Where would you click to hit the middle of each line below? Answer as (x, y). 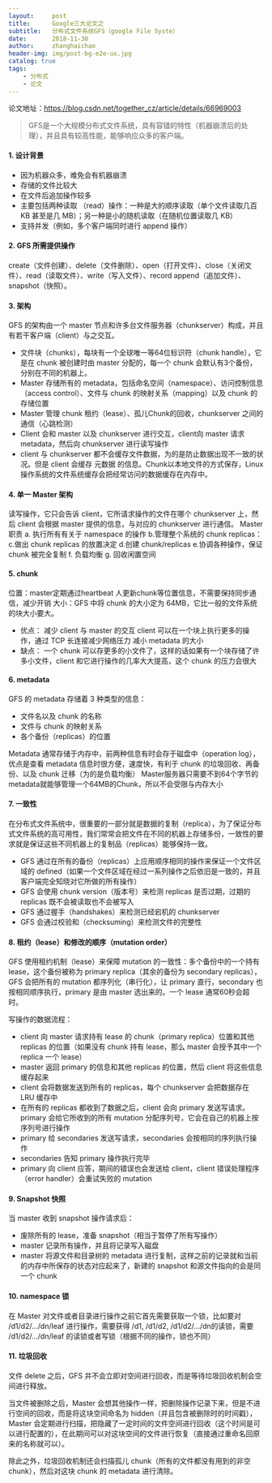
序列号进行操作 (45, 1128)
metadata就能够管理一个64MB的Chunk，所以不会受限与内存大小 (116, 784)
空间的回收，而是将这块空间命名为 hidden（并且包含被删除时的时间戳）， (136, 1413)
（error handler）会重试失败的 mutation (86, 1179)
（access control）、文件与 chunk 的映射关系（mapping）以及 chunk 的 (138, 393)
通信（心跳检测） (49, 423)
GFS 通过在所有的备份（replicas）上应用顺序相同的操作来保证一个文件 (137, 861)
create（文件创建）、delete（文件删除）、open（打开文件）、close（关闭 (127, 265)
